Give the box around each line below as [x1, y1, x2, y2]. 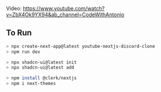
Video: [6, 5, 22, 12]
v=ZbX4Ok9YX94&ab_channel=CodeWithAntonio [6, 11, 124, 18]
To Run [6, 28, 32, 38]
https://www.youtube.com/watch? [23, 5, 105, 12]
